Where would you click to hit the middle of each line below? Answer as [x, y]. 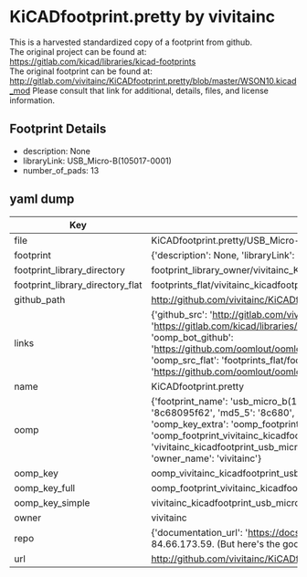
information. [32, 100]
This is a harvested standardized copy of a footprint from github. [131, 42]
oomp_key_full [45, 488]
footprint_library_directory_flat [78, 285]
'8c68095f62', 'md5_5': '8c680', [222, 413]
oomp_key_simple [52, 502]
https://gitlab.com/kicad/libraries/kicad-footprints [103, 61]
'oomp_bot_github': [192, 337]
